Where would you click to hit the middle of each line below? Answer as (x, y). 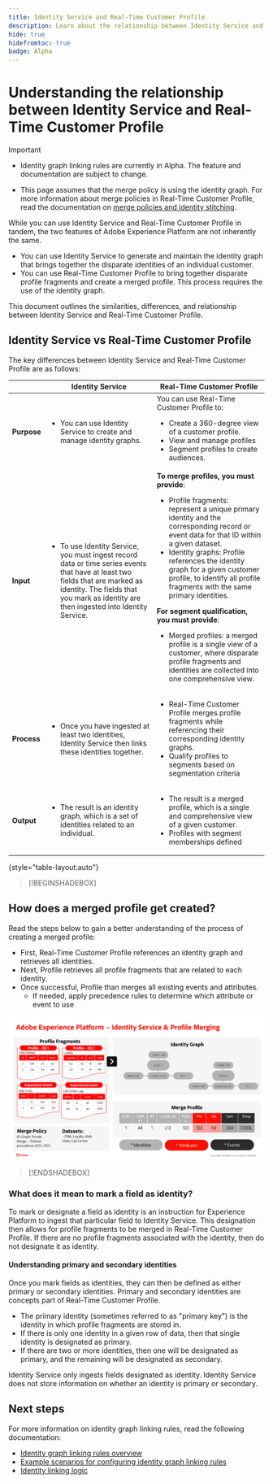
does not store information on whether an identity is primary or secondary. (133, 1383)
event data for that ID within (215, 535)
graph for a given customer (214, 569)
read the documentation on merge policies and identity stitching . (128, 207)
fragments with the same (210, 586)
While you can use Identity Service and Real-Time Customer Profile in (125, 223)
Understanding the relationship (116, 93)
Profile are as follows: (45, 368)
